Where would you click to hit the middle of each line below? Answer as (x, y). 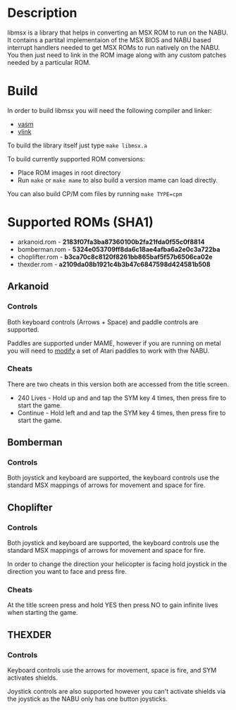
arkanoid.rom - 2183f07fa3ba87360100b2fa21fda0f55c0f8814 (111, 242)
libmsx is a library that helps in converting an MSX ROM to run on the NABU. (118, 32)
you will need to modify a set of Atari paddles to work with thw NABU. (108, 350)
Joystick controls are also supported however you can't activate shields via (117, 692)
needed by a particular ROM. (49, 62)
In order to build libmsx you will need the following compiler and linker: (110, 110)
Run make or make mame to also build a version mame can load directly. (118, 180)
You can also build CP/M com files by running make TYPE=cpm (95, 194)
